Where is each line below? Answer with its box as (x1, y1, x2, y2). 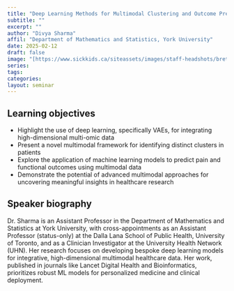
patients (17, 148, 41, 157)
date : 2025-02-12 (7, 43, 58, 50)
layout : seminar (7, 82, 54, 89)
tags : (7, 68, 23, 75)
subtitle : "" (7, 17, 45, 24)
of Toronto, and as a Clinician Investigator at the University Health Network (7, 239, 222, 247)
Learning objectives (7, 107, 96, 119)
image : (7, 56, 26, 63)
